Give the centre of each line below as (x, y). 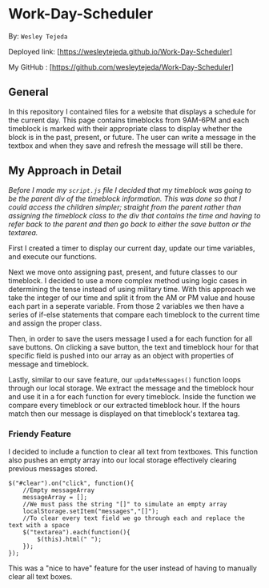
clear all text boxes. (40, 576)
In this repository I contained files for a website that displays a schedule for (132, 111)
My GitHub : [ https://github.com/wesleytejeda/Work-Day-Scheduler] (121, 67)
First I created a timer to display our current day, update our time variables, (132, 248)
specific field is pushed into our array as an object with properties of (121, 355)
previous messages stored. (53, 468)
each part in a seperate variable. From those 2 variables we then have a (126, 306)
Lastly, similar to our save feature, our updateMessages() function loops (125, 379)
